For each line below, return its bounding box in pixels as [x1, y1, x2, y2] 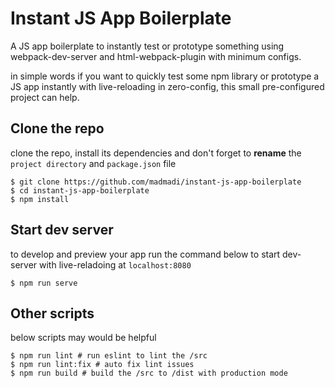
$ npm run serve [10, 278, 78, 288]
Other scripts [10, 305, 95, 322]
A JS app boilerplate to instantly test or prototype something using [10, 40, 285, 52]
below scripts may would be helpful [10, 332, 157, 344]
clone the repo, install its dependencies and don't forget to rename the [10, 147, 302, 159]
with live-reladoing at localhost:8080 [39, 258, 192, 271]
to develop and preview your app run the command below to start [10, 248, 281, 260]
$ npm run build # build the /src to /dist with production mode [10, 368, 288, 379]
